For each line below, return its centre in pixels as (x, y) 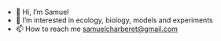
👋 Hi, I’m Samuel (42, 12)
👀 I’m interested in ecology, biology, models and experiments (114, 20)
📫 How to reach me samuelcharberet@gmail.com (97, 29)
